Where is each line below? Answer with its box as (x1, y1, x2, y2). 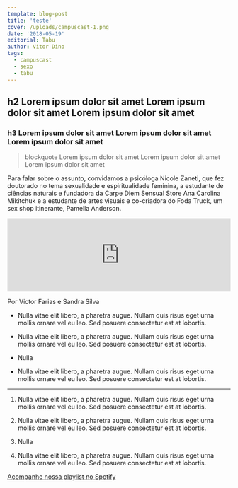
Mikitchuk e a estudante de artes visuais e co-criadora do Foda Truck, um (7, 197, 223, 205)
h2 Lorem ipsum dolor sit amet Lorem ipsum (7, 95, 205, 108)
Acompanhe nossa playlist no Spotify (7, 472, 116, 481)
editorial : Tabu (7, 37, 55, 44)
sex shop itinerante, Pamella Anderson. (7, 204, 122, 213)
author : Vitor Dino (7, 43, 65, 50)
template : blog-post (7, 10, 69, 18)
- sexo (13, 63, 33, 70)
